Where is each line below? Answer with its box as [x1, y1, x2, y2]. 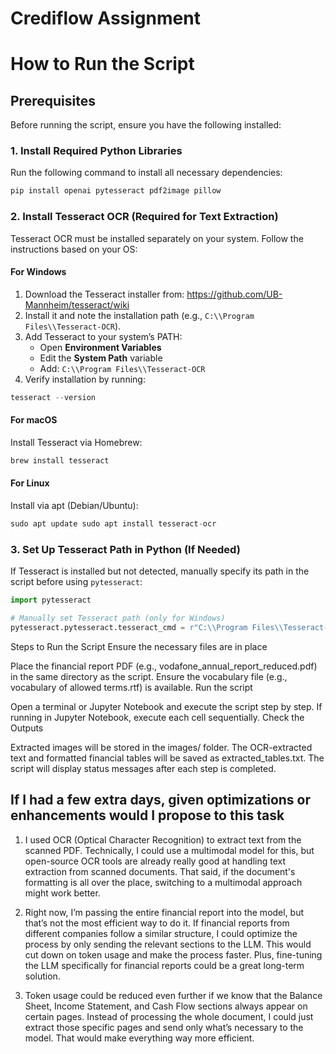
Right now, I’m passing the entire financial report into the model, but [24, 906, 305, 918]
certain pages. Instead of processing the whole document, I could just [24, 1010, 314, 1022]
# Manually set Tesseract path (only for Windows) [10, 613, 226, 624]
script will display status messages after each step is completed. [10, 762, 277, 774]
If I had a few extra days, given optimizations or [10, 792, 311, 809]
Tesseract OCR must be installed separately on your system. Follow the [10, 232, 304, 244]
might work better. [24, 887, 101, 899]
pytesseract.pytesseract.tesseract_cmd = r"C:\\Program [10, 622, 248, 632]
